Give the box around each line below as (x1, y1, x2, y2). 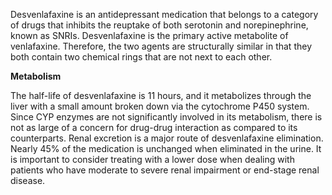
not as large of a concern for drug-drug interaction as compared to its (10, 122, 298, 133)
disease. (10, 175, 46, 186)
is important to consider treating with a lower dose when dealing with (10, 154, 295, 165)
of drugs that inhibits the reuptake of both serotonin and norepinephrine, (10, 19, 309, 31)
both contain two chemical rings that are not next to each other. (10, 51, 273, 63)
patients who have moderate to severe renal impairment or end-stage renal (10, 164, 320, 176)
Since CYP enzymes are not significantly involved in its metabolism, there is (10, 111, 323, 123)
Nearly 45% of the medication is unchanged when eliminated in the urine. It (10, 143, 322, 154)
